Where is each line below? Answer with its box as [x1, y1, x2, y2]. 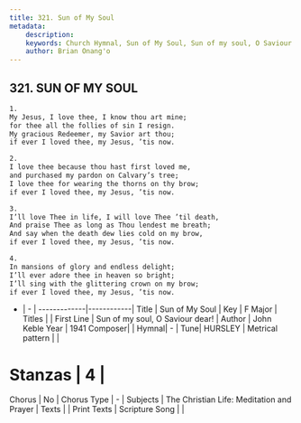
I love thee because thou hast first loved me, [9, 163, 192, 172]
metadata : [9, 22, 47, 31]
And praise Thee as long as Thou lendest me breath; [9, 221, 212, 230]
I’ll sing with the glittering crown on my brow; [9, 279, 200, 288]
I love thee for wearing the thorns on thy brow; [9, 179, 200, 188]
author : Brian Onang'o [25, 47, 111, 56]
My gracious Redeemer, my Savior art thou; [9, 129, 176, 138]
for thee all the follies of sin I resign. [9, 121, 176, 130]
